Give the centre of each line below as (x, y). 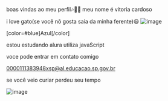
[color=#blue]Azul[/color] (38, 33)
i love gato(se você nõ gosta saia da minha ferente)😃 (73, 21)
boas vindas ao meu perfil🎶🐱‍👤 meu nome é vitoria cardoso (79, 9)
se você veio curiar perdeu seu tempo (53, 80)
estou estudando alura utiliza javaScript (55, 45)
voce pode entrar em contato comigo (53, 57)
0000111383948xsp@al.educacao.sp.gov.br (61, 68)
